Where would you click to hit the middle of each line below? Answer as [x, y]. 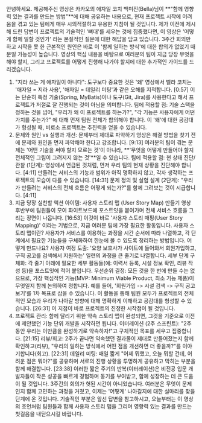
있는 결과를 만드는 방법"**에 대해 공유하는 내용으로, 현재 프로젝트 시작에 [97, 16]
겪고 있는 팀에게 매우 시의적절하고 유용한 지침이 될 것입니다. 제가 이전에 [101, 24]
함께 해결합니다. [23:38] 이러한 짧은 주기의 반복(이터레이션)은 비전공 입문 [101, 369]
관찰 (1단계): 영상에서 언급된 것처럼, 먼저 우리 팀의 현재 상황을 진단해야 [97, 165]
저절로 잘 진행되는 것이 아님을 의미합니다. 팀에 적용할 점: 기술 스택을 [115, 105]
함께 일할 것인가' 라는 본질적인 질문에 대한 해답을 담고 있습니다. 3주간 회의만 [102, 39]
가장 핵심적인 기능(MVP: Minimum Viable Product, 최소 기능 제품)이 [113, 278]
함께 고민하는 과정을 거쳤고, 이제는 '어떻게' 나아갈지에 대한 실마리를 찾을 [111, 391]
